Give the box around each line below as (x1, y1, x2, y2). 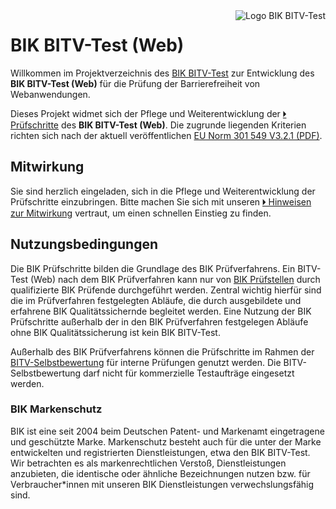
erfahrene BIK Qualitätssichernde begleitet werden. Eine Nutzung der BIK (10, 305, 312, 317)
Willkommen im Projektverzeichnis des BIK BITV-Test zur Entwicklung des (10, 67, 315, 79)
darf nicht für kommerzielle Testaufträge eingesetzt (83, 367, 295, 379)
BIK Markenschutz (10, 402, 103, 416)
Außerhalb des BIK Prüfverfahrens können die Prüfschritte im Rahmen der (10, 345, 315, 358)
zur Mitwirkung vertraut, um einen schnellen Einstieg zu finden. (10, 207, 272, 219)
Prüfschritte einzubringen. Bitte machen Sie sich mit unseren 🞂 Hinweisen (10, 195, 312, 208)
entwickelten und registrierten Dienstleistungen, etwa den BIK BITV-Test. (10, 446, 311, 458)
